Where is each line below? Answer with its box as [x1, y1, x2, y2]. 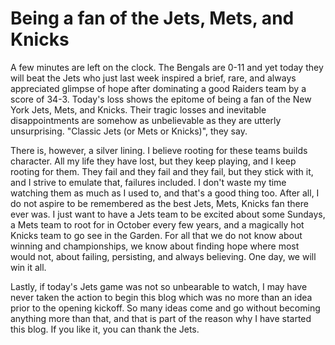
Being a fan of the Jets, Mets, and [10, 7, 295, 30]
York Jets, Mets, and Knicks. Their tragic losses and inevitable [10, 103, 267, 116]
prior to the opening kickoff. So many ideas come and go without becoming [10, 302, 321, 314]
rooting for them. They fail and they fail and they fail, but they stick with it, [10, 165, 314, 177]
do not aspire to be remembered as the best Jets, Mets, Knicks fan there [10, 197, 309, 209]
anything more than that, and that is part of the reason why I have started [10, 312, 312, 324]
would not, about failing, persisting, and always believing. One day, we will [10, 250, 317, 262]
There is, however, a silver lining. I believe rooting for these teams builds [10, 144, 308, 156]
